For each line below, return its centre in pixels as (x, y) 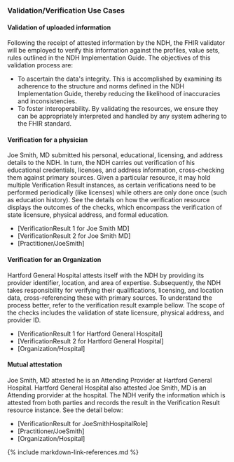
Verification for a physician (48, 140)
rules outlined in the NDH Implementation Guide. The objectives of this (109, 58)
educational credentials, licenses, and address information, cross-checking (116, 170)
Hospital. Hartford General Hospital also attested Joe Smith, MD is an (107, 388)
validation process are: (40, 65)
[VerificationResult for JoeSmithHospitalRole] (83, 423)
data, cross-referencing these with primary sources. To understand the (110, 298)
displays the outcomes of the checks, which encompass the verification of (115, 207)
